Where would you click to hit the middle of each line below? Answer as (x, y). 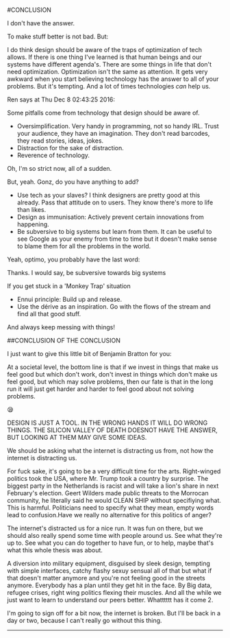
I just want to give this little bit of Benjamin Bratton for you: (90, 354)
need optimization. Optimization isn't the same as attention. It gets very (107, 72)
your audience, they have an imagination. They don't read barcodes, (113, 133)
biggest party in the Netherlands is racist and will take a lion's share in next (113, 486)
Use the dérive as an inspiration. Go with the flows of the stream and (114, 307)
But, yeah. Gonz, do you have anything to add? (73, 182)
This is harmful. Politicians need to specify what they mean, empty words (111, 508)
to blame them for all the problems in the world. (84, 246)
